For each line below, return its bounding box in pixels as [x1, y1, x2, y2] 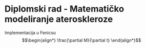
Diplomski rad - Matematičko [4, 3, 125, 15]
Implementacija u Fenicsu [4, 30, 56, 35]
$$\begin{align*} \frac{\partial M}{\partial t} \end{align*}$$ [22, 37, 141, 43]
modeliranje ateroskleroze [4, 14, 113, 25]
